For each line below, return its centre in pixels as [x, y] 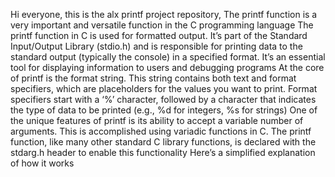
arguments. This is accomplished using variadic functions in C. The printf [161, 131]
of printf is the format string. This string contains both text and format [153, 78]
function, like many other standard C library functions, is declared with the [163, 142]
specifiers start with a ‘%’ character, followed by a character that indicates [163, 99]
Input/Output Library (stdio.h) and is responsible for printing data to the [156, 46]
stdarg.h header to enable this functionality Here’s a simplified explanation [163, 152]
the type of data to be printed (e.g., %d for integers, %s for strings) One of [164, 110]
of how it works [42, 163]
